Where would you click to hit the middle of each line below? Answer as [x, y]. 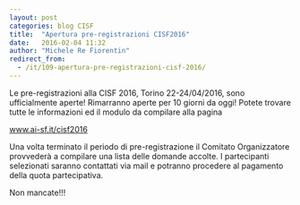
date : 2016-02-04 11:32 [57, 43]
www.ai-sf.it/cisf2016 [48, 129]
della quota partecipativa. [56, 175]
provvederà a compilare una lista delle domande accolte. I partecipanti [139, 156]
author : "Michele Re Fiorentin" [69, 51]
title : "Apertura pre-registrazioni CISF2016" [100, 34]
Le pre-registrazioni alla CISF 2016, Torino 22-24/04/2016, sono [127, 93]
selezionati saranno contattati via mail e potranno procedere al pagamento [146, 166]
